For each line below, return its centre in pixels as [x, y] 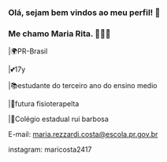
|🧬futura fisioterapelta [44, 104]
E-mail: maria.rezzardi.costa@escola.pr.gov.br [83, 134]
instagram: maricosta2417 [50, 149]
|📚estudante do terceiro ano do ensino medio [83, 86]
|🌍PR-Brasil [28, 51]
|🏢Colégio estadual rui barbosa [58, 119]
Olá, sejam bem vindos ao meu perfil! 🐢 [84, 13]
